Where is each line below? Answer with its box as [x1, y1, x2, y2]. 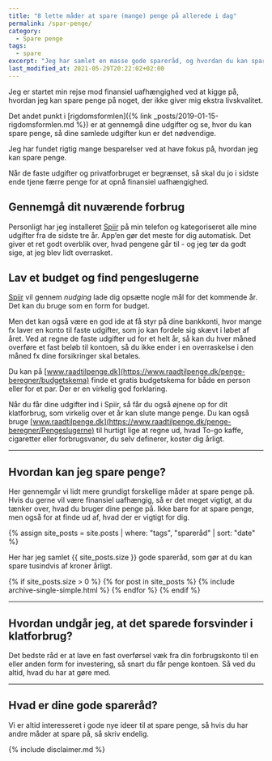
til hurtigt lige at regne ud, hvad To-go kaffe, [96, 426, 244, 436]
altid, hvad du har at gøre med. [8, 668, 111, 677]
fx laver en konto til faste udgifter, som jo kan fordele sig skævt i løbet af [8, 325, 249, 335]
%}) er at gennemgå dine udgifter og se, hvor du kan [75, 119, 253, 130]
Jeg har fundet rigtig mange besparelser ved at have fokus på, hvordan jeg [8, 143, 259, 154]
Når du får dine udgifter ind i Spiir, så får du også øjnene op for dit [8, 400, 228, 410]
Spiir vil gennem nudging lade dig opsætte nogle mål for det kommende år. [8, 292, 257, 302]
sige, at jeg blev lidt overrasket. [8, 248, 113, 257]
